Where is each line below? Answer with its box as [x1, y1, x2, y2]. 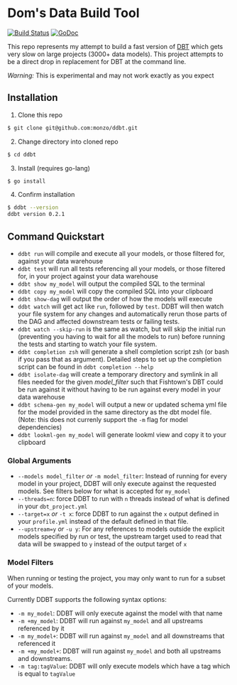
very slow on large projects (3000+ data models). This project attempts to [7, 50, 224, 58]
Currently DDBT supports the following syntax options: [7, 595, 167, 603]
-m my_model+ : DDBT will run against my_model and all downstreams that [17, 631, 225, 640]
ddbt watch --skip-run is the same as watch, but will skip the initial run [17, 325, 226, 333]
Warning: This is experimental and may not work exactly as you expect [7, 71, 214, 80]
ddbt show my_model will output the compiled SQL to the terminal [17, 279, 205, 288]
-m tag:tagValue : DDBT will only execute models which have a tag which [17, 662, 231, 670]
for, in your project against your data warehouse [17, 271, 158, 280]
